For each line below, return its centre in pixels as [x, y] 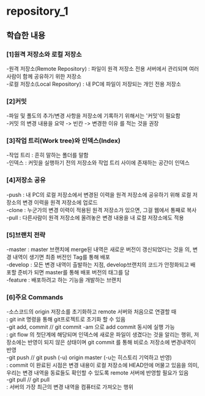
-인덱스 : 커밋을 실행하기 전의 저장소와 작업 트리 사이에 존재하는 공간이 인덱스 [98, 163]
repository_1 [37, 11]
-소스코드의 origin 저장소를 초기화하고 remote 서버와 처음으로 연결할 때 [91, 312]
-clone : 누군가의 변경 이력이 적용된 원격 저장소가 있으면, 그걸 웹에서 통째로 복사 [102, 210]
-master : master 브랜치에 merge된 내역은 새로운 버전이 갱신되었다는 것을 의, [99, 249]
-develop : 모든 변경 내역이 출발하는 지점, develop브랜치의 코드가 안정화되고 [98, 265]
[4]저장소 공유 [26, 180]
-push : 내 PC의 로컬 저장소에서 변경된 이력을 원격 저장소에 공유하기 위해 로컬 [99, 194]
